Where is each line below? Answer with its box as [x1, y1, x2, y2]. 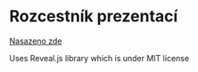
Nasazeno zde [9, 36, 62, 46]
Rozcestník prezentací [9, 6, 178, 27]
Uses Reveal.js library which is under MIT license [9, 52, 190, 63]
